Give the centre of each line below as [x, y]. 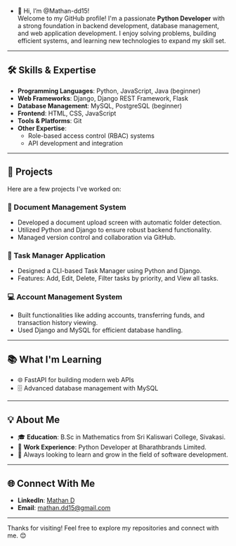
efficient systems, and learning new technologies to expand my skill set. [122, 41]
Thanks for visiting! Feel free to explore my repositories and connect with [113, 528]
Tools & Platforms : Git [50, 120]
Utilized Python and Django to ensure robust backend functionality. [114, 229]
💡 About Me [34, 420]
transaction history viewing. [58, 322]
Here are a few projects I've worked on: [64, 189]
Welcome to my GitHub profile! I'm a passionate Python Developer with [121, 18]
